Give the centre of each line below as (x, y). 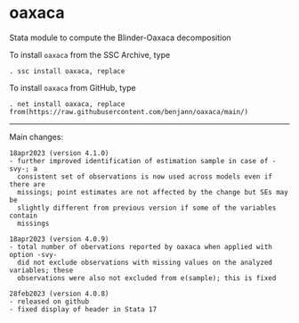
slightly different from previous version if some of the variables (147, 208)
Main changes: (36, 137)
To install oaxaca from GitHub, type (73, 87)
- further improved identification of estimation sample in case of (139, 161)
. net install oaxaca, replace (67, 104)
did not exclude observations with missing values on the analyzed (145, 262)
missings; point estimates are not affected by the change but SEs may (153, 192)
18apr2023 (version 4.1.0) (59, 153)
